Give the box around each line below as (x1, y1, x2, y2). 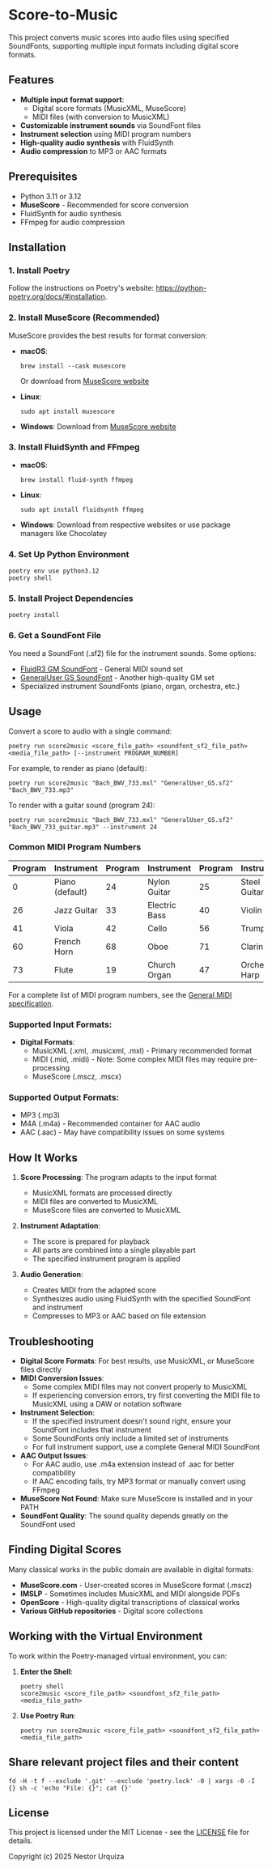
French (53, 935, 81, 947)
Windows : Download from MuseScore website (19, 421, 176, 431)
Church (147, 959, 176, 970)
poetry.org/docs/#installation (8, 292, 105, 301)
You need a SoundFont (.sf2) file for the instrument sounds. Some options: (8, 648, 257, 658)
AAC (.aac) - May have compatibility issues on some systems (19, 1127, 225, 1137)
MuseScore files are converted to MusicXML (32, 1205, 181, 1215)
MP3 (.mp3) (19, 1110, 61, 1120)
